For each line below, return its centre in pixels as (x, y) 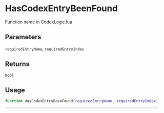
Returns (18, 64)
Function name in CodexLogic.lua (39, 22)
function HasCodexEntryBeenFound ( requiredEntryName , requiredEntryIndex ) (82, 101)
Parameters (23, 37)
